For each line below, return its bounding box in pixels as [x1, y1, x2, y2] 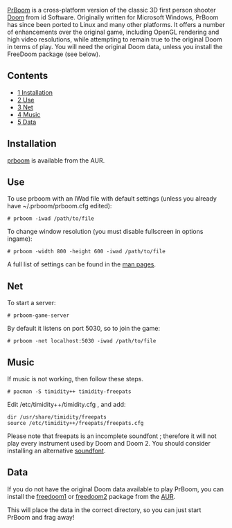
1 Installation [17, 88, 53, 96]
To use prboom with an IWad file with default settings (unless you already [7, 194, 217, 203]
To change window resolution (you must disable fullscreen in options [7, 228, 204, 236]
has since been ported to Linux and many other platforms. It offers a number [7, 21, 225, 28]
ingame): [7, 235, 33, 243]
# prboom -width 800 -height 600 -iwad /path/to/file [7, 248, 166, 255]
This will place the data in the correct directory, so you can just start [7, 505, 202, 514]
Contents [7, 70, 48, 82]
